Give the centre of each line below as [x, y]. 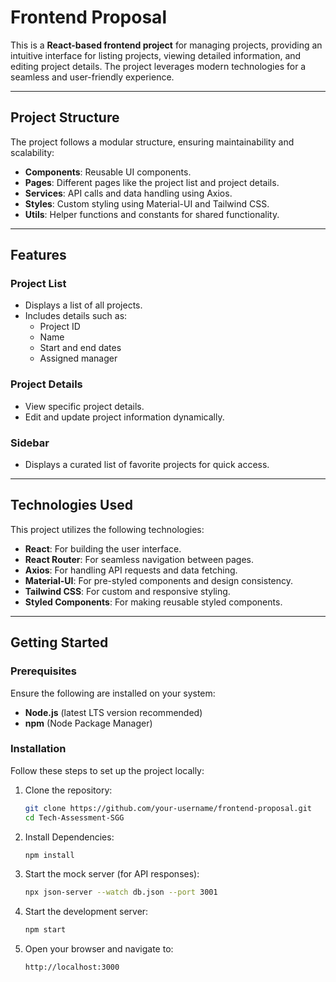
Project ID [60, 327]
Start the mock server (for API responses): [112, 874]
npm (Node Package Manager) [88, 723]
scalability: [32, 152]
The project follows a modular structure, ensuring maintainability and [152, 142]
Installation [38, 749]
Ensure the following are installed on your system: [113, 693]
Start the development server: [86, 912]
